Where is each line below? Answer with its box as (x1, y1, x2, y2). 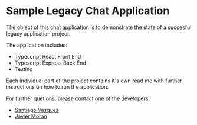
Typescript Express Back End (14, 59, 87, 66)
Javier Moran (14, 113, 47, 120)
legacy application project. (6, 30, 71, 37)
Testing (14, 65, 34, 72)
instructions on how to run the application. (6, 83, 109, 90)
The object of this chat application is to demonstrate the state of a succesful (6, 24, 192, 31)
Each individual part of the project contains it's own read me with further (6, 77, 182, 84)
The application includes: (6, 41, 68, 49)
